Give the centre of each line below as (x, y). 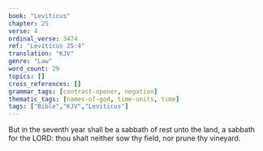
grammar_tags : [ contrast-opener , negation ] (83, 91)
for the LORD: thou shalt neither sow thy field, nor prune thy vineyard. (125, 138)
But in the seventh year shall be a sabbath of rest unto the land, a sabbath (132, 130)
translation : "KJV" (41, 54)
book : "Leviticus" (39, 16)
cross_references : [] (45, 84)
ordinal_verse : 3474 (43, 39)
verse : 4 (23, 31)
